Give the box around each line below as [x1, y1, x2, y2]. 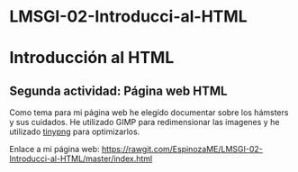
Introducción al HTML [9, 48, 175, 68]
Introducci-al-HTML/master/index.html [9, 153, 153, 164]
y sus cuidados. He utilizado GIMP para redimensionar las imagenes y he [9, 117, 280, 128]
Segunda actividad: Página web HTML [9, 83, 228, 98]
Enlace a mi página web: [9, 144, 101, 155]
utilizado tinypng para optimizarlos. [9, 126, 140, 137]
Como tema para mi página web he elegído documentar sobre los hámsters [9, 107, 289, 118]
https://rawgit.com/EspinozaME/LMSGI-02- [101, 144, 264, 155]
